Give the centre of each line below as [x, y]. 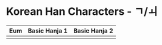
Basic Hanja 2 [93, 31]
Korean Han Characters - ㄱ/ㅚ [82, 12]
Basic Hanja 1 [48, 31]
